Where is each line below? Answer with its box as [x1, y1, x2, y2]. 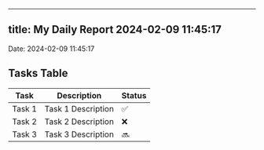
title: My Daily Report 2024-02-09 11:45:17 [8, 23, 222, 36]
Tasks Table [8, 67, 68, 80]
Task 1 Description [44, 103, 114, 114]
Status [121, 90, 147, 101]
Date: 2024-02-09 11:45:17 [8, 44, 95, 53]
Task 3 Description [44, 129, 114, 140]
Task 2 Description [44, 115, 114, 126]
